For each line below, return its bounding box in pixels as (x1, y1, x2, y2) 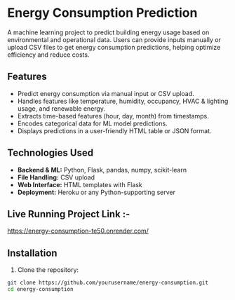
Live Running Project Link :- (7, 208, 130, 220)
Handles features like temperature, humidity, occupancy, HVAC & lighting (17, 97, 229, 105)
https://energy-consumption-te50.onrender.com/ (7, 226, 149, 236)
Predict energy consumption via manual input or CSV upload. (17, 89, 194, 97)
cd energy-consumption (7, 286, 74, 293)
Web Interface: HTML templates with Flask (17, 180, 142, 189)
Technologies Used (7, 147, 93, 159)
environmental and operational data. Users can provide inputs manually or (7, 35, 221, 43)
